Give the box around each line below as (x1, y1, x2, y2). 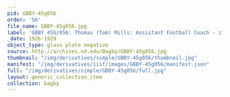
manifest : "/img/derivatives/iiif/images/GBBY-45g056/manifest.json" (7, 61, 210, 68)
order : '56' (7, 16, 41, 23)
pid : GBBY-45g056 (7, 10, 57, 17)
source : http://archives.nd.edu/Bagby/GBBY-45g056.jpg (7, 48, 167, 55)
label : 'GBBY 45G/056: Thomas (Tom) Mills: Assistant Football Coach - (7, 29, 216, 36)
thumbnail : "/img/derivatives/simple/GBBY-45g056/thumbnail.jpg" (7, 55, 197, 61)
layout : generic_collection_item (7, 73, 103, 81)
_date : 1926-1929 (7, 36, 57, 42)
